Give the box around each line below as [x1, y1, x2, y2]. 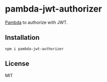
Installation [5, 33, 40, 42]
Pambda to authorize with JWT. [5, 19, 68, 25]
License [5, 60, 30, 68]
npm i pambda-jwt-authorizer [5, 46, 64, 51]
